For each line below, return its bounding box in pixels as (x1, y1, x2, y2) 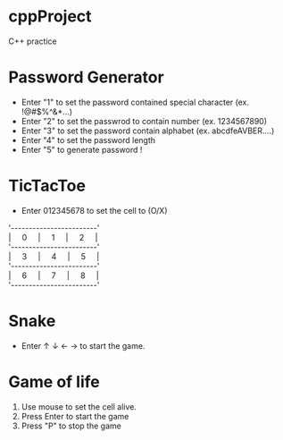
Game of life (8, 371, 100, 392)
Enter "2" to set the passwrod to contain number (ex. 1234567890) (21, 115, 267, 126)
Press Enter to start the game (21, 410, 129, 421)
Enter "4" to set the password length (21, 134, 156, 145)
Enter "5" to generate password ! (21, 144, 143, 155)
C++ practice (8, 36, 57, 47)
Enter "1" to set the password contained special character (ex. (21, 97, 250, 107)
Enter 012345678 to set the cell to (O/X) (21, 205, 168, 216)
